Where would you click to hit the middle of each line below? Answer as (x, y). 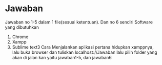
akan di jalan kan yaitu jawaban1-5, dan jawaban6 (62, 57)
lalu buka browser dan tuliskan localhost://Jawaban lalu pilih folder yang (85, 52)
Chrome (20, 37)
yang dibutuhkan (22, 27)
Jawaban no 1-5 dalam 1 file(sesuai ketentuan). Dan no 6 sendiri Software (79, 22)
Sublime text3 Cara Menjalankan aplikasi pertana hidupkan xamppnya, (83, 47)
